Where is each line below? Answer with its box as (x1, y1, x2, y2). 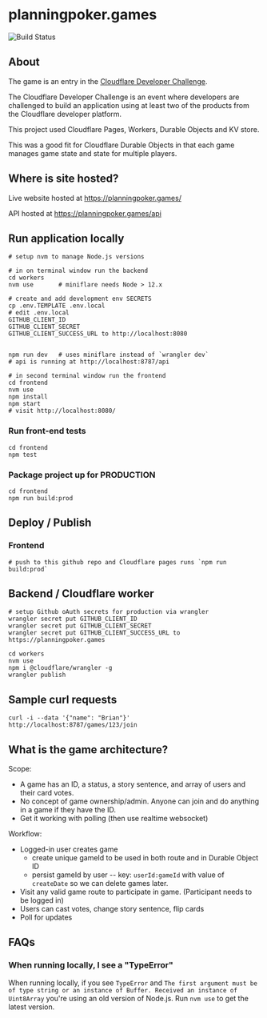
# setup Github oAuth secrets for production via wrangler (8, 608, 209, 616)
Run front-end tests (8, 426, 86, 437)
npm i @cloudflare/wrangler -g (8, 664, 113, 672)
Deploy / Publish (8, 516, 92, 530)
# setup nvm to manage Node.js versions (8, 253, 145, 261)
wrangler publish (8, 671, 66, 679)
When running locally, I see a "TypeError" (8, 960, 173, 971)
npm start (8, 400, 42, 408)
